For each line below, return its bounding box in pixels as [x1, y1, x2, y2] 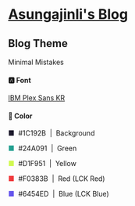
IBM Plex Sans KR [8, 93, 66, 103]
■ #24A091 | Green [8, 143, 77, 154]
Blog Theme [8, 37, 68, 50]
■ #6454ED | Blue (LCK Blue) [8, 190, 109, 199]
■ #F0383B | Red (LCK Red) [8, 174, 105, 183]
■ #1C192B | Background [8, 128, 95, 138]
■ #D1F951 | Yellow [8, 159, 76, 168]
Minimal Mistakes [8, 57, 65, 67]
